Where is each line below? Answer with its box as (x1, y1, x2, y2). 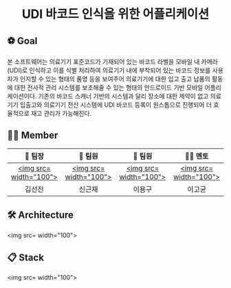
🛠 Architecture (7, 209, 74, 221)
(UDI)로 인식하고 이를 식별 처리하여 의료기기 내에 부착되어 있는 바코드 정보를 (7, 66, 211, 74)
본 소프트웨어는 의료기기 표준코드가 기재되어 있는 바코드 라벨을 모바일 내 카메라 (7, 58, 219, 65)
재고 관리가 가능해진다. (30, 110, 92, 117)
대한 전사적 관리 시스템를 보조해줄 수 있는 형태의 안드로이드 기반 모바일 (14, 83, 203, 92)
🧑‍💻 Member (7, 130, 58, 141)
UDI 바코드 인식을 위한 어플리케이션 (21, 6, 210, 22)
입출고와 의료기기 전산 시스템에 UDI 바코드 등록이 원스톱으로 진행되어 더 (19, 101, 212, 109)
